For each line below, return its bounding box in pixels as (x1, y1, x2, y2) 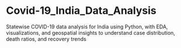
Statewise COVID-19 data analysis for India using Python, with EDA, (6, 23, 168, 30)
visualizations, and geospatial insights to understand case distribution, (6, 29, 175, 36)
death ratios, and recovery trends (6, 35, 86, 42)
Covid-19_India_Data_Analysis (6, 4, 156, 17)
